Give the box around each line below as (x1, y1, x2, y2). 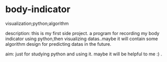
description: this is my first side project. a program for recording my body (5, 30, 160, 36)
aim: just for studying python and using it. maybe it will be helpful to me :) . (5, 51, 162, 57)
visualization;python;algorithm (5, 20, 69, 26)
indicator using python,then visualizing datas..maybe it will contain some (5, 36, 158, 42)
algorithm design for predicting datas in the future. (5, 41, 111, 47)
